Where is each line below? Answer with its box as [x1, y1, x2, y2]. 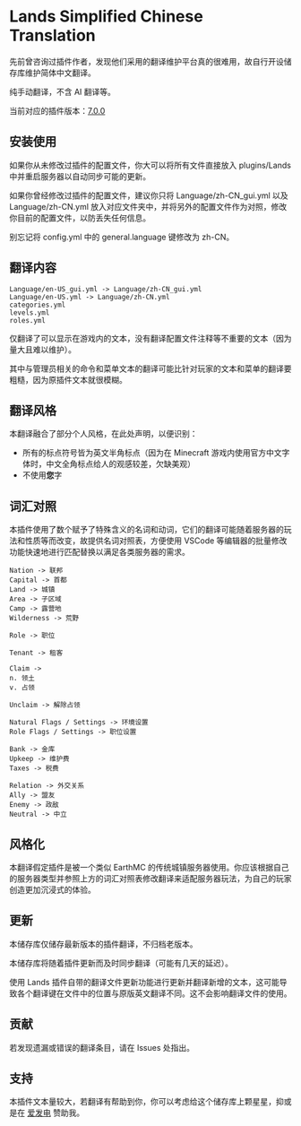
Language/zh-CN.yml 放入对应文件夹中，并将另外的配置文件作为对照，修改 [9, 201, 288, 212]
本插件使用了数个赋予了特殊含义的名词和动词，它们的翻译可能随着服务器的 [9, 524, 284, 535]
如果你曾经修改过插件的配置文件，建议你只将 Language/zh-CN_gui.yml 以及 [9, 190, 288, 201]
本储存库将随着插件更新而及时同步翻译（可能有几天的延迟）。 [9, 957, 233, 968]
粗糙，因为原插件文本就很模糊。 [9, 374, 127, 385]
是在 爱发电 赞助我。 [9, 1107, 85, 1118]
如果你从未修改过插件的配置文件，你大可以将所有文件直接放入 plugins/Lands [9, 160, 291, 170]
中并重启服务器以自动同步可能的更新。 [9, 170, 150, 181]
